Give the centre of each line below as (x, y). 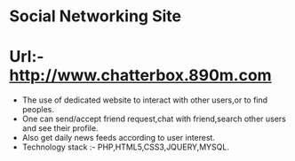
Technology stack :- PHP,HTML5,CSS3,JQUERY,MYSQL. (125, 147)
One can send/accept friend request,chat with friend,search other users (154, 119)
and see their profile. (60, 128)
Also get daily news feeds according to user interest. (119, 138)
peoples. (38, 110)
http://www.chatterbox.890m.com (141, 76)
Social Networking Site (96, 16)
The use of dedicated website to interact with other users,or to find (145, 100)
